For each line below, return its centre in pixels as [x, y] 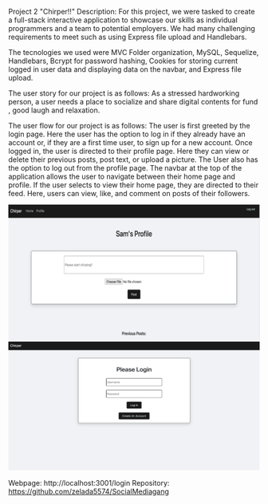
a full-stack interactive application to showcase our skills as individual [123, 20]
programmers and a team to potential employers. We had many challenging [132, 28]
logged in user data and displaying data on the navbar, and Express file [125, 69]
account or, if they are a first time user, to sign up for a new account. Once [130, 142]
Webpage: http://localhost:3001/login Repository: [89, 482]
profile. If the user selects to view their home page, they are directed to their [134, 185]
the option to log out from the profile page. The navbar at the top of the [125, 168]
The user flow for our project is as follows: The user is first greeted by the [129, 126]
